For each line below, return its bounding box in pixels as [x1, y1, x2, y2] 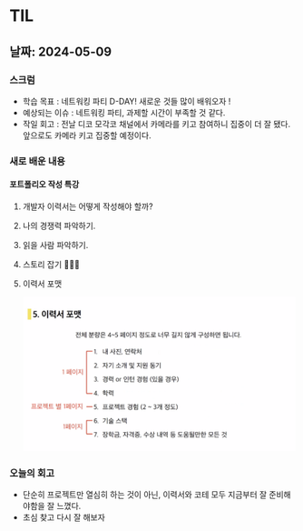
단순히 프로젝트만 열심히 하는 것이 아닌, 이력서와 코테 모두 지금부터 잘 [22, 489, 268, 500]
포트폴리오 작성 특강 [9, 179, 80, 190]
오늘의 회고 [9, 466, 55, 479]
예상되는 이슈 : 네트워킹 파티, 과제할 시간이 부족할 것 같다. [22, 106, 226, 118]
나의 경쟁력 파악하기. [22, 220, 96, 231]
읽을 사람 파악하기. [22, 240, 89, 250]
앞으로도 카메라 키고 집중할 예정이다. [22, 129, 151, 141]
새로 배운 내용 [9, 155, 66, 167]
